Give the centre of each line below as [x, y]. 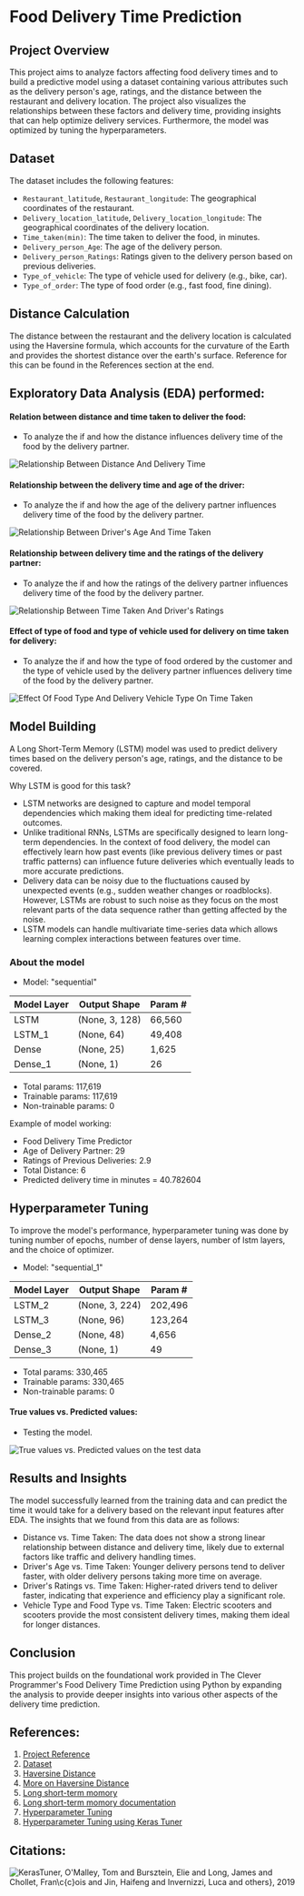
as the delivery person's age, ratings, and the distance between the [136, 91]
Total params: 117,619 [62, 1086]
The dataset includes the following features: [92, 180]
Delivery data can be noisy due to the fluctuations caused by [136, 881]
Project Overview [59, 50]
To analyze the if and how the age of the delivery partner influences [149, 505]
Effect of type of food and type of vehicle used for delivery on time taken [149, 631]
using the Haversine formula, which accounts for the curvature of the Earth [150, 345]
